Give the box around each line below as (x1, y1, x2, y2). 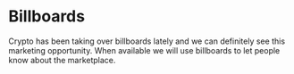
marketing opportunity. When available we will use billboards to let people (8, 45, 281, 55)
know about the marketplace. (8, 54, 116, 65)
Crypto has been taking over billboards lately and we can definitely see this (8, 36, 286, 46)
